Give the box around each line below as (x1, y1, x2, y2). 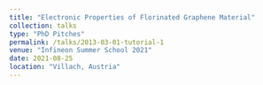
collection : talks (9, 21, 77, 30)
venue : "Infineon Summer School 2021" (9, 46, 152, 55)
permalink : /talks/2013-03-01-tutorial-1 (9, 37, 165, 47)
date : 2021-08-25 (9, 54, 73, 63)
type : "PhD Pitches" (9, 29, 86, 38)
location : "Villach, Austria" (9, 63, 121, 72)
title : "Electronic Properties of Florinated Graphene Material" (9, 12, 255, 22)
